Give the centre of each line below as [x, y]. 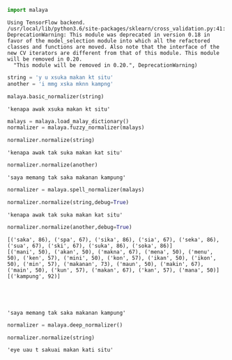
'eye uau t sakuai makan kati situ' [60, 350]
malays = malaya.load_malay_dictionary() [68, 121]
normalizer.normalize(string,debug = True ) [68, 202]
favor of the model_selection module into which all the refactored [109, 41]
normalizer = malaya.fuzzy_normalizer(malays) [76, 128]
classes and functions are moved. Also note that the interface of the [113, 47]
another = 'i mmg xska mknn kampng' [60, 84]
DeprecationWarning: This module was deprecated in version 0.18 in [109, 35]
